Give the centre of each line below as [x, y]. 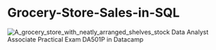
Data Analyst [190, 32]
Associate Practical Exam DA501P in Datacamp [76, 39]
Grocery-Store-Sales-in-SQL [94, 13]
